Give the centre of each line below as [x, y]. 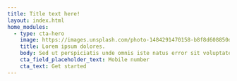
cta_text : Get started [53, 66]
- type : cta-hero [39, 33]
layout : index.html [36, 20]
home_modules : [28, 27]
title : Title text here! [44, 14]
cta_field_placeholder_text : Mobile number [85, 60]
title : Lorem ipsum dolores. [63, 46]
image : [30, 40]
